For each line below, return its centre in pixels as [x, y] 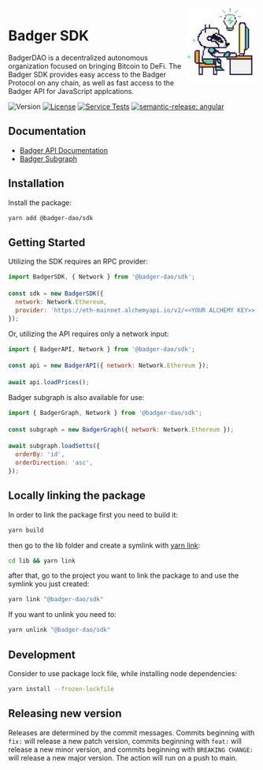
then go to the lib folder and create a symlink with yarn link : [104, 545]
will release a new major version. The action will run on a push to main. [123, 757]
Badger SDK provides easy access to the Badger [87, 74]
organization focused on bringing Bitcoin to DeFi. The [95, 65]
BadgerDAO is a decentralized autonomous [78, 58]
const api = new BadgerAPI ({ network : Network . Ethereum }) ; [109, 366]
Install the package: [40, 202]
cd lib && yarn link [42, 561]
